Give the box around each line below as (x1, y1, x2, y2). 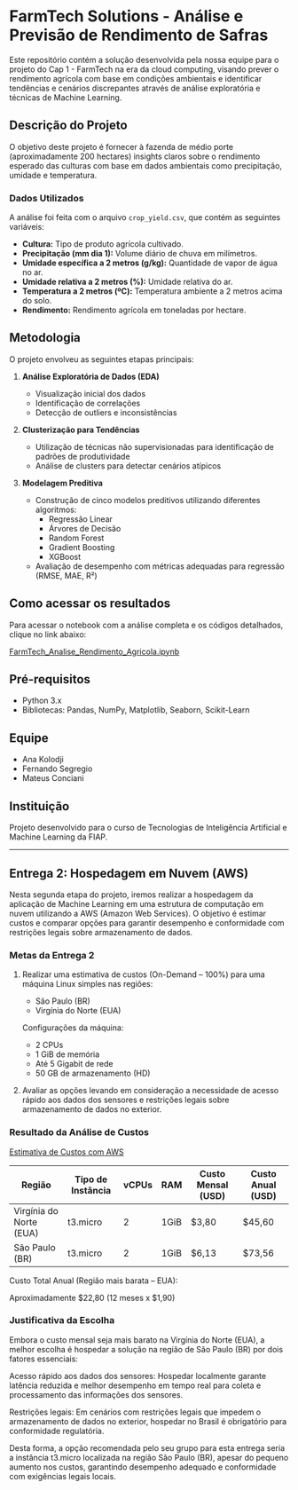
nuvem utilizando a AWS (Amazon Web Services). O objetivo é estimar (9, 908, 267, 918)
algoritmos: (35, 504, 77, 515)
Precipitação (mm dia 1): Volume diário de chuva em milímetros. (21, 248, 258, 259)
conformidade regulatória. (9, 1425, 105, 1436)
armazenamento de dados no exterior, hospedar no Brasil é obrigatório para (9, 1415, 287, 1426)
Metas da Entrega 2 (9, 949, 95, 961)
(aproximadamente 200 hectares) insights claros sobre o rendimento (9, 151, 261, 162)
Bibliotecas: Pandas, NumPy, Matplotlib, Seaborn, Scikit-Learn (21, 705, 250, 715)
